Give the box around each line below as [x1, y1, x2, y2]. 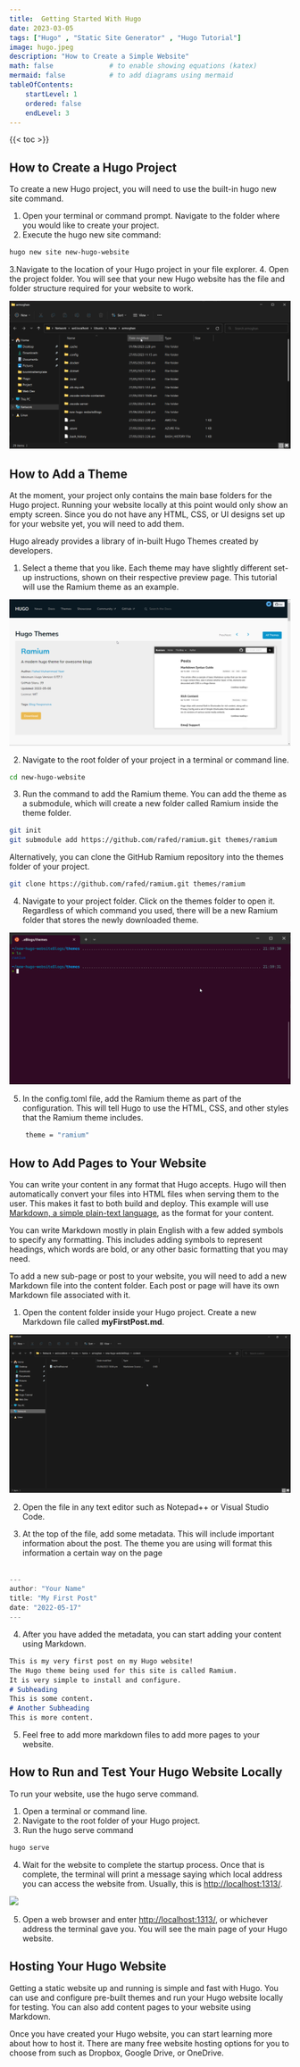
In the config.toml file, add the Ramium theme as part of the [21, 1094, 242, 1104]
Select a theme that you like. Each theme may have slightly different [21, 563, 272, 573]
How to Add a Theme [9, 466, 128, 481]
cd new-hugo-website [9, 772, 87, 781]
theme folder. [21, 808, 71, 819]
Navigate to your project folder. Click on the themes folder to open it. [21, 896, 275, 906]
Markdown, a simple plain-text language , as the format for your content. [9, 1208, 274, 1219]
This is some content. [9, 1695, 94, 1704]
